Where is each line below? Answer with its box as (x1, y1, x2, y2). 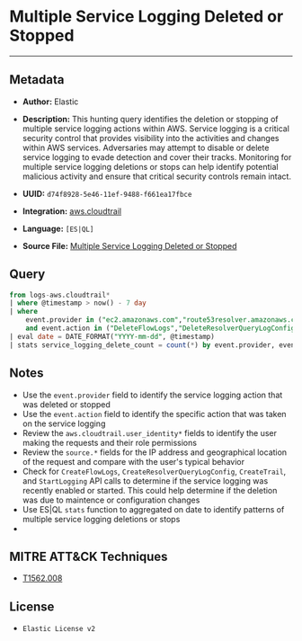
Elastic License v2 (22, 625, 96, 634)
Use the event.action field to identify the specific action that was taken (22, 408, 287, 419)
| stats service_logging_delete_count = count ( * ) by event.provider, (9, 340, 276, 350)
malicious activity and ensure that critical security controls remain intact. (22, 171, 292, 182)
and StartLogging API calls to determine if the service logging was (22, 475, 269, 486)
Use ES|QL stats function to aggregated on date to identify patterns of (22, 503, 285, 514)
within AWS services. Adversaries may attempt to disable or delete (22, 142, 270, 153)
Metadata (9, 72, 65, 87)
